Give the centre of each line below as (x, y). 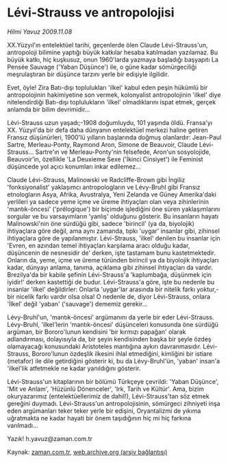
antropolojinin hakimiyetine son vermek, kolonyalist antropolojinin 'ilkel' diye (114, 95)
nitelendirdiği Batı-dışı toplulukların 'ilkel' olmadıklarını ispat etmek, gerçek (112, 102)
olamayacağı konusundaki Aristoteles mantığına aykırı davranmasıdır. (104, 346)
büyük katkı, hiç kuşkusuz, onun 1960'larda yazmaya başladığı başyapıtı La (113, 59)
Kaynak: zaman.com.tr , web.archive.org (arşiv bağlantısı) (87, 452)
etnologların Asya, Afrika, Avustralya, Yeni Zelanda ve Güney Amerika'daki (112, 194)
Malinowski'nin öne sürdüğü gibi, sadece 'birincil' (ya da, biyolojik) (101, 223)
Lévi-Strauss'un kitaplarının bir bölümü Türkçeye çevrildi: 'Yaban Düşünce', (113, 381)
